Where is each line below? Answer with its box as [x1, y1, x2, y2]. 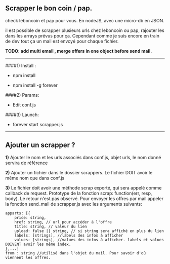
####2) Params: [5, 92, 39, 98]
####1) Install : [5, 62, 36, 68]
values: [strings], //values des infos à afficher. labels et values [14, 237, 164, 242]
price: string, [14, 215, 47, 220]
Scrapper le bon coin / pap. [5, 4, 93, 13]
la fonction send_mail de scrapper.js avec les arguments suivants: [5, 201, 143, 207]
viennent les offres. [5, 255, 51, 260]
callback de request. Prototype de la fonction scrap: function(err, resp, [5, 190, 152, 196]
